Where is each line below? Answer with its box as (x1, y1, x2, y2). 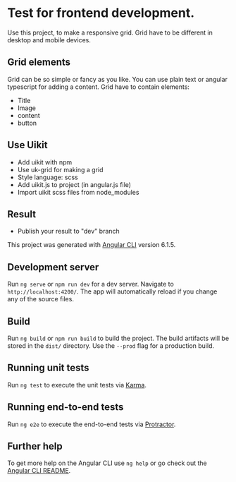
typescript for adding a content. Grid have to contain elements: (7, 83, 190, 91)
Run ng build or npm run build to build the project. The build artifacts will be (7, 334, 230, 342)
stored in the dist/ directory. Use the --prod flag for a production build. (7, 342, 215, 350)
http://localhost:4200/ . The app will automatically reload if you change (7, 287, 218, 296)
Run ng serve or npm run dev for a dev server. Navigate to (7, 280, 174, 289)
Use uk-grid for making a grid (17, 165, 104, 174)
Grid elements (7, 56, 71, 68)
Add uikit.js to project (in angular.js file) (17, 180, 132, 188)
